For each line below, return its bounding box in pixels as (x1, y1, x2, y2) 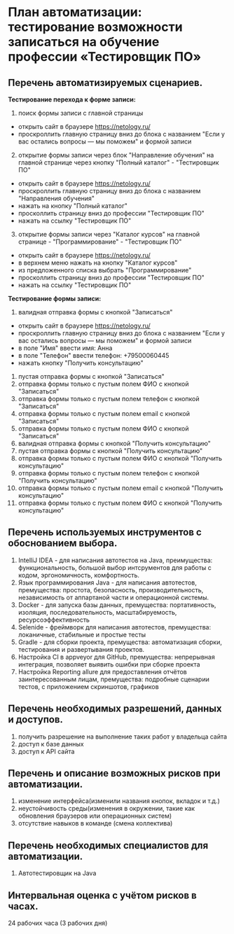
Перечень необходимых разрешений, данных (8, 703, 222, 715)
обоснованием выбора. (8, 537, 118, 550)
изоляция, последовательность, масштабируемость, (18, 608, 177, 616)
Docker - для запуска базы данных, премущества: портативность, (18, 600, 216, 609)
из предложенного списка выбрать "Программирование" (18, 266, 192, 274)
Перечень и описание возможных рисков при (8, 767, 221, 779)
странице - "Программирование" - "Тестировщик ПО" (18, 237, 182, 246)
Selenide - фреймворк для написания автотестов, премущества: (18, 622, 212, 631)
